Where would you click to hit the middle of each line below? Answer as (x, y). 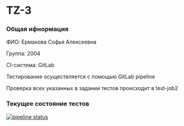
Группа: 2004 (23, 54)
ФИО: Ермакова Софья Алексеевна (51, 42)
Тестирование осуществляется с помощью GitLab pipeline (81, 77)
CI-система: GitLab (30, 65)
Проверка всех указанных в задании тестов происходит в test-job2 (92, 88)
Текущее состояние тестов (48, 104)
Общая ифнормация (37, 29)
